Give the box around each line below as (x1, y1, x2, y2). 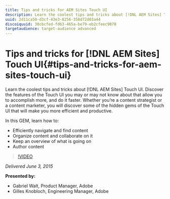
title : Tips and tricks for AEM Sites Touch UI (5, 7, 108, 13)
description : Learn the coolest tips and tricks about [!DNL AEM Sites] (5, 12, 162, 17)
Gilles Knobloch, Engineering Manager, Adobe (12, 188, 109, 194)
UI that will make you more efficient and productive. (5, 108, 113, 114)
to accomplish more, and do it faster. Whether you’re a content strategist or (5, 97, 162, 103)
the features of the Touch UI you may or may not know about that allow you (5, 92, 162, 98)
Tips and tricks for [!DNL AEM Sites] (5, 48, 160, 60)
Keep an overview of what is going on (12, 138, 92, 144)
